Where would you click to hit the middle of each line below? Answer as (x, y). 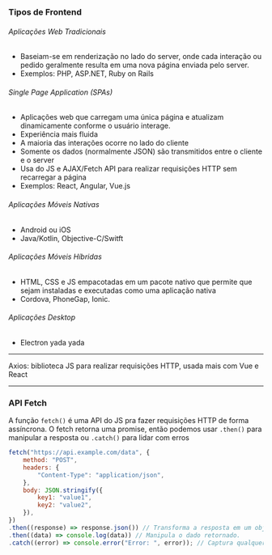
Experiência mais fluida (59, 134)
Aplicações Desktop (42, 317)
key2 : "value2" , (65, 505)
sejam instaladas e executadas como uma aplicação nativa (118, 290)
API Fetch (28, 403)
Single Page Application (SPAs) (61, 92)
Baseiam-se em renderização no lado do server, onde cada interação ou (141, 57)
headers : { (41, 468)
